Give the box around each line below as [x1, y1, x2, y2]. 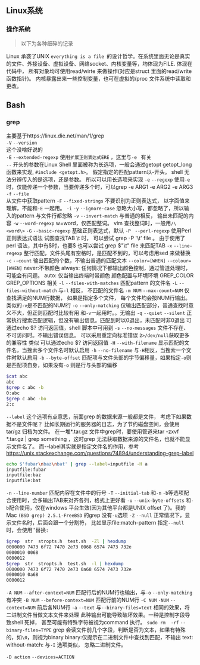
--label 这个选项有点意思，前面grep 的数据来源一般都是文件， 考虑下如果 [6, 413, 187, 420]
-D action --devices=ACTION [6, 654, 74, 660]
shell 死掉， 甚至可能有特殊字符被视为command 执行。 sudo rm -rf [11, 619, 179, 626]
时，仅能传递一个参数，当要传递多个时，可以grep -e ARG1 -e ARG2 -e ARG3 [6, 183, 193, 191]
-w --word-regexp [12, 220, 55, 227]
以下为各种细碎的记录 [20, 39, 73, 47]
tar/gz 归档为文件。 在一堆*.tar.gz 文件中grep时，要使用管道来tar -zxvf [6, 428, 180, 435]
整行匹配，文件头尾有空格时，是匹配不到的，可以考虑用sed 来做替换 [23, 250, 190, 257]
